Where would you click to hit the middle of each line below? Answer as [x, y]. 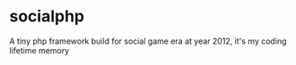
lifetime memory [39, 50]
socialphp [47, 16]
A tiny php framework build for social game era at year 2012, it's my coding [148, 41]
